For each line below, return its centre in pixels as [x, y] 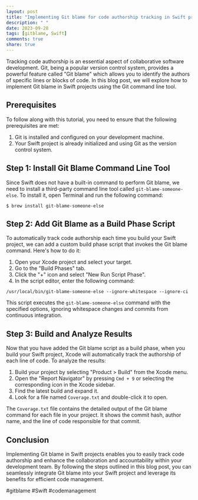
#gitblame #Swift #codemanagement [51, 491]
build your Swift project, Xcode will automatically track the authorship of [94, 355]
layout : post [22, 12]
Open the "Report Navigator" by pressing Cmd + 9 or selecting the [94, 378]
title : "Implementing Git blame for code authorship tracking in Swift [96, 17]
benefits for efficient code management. [55, 479]
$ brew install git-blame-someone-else [55, 206]
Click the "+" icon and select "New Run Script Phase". [80, 275]
